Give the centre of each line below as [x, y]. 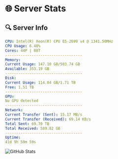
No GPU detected [22, 101]
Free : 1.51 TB [20, 87]
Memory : [13, 60]
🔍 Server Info [27, 28]
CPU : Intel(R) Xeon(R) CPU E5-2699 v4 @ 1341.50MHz [59, 41]
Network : [14, 110]
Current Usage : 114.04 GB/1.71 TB [41, 82]
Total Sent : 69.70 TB [27, 124]
